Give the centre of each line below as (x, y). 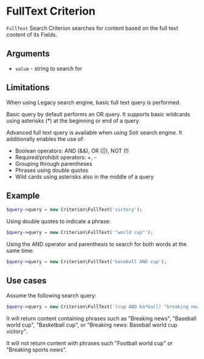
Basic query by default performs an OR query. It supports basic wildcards (98, 114)
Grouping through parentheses (54, 163)
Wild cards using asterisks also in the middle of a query (84, 176)
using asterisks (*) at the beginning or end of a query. (73, 121)
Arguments (28, 54)
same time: (20, 251)
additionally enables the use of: (46, 139)
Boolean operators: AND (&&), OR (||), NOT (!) (72, 151)
